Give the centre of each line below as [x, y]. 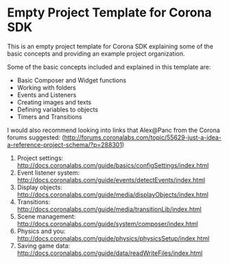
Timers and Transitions [49, 117]
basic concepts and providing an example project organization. [96, 54]
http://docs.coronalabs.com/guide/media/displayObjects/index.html [113, 195]
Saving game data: [44, 245]
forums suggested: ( [36, 137]
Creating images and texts [54, 102]
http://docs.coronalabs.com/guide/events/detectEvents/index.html [111, 179]
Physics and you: [41, 231]
